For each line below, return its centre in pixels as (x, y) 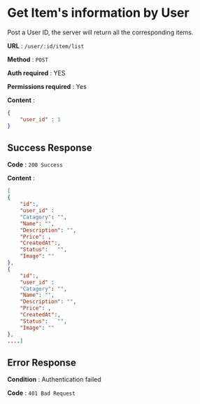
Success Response (50, 147)
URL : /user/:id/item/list (46, 46)
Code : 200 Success (35, 165)
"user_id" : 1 (40, 119)
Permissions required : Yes (47, 86)
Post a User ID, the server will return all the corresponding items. (100, 32)
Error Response (42, 362)
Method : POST (28, 59)
